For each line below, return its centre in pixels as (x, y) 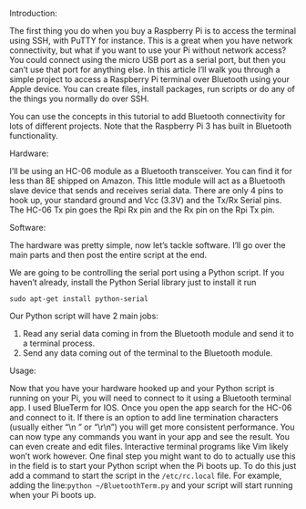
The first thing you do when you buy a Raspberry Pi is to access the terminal (153, 31)
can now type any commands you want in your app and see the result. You (149, 436)
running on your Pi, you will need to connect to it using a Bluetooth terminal (150, 398)
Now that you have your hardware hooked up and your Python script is (142, 388)
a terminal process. (59, 343)
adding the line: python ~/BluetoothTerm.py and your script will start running (151, 485)
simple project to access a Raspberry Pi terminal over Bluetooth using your (149, 79)
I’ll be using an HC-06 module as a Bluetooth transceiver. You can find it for (151, 171)
